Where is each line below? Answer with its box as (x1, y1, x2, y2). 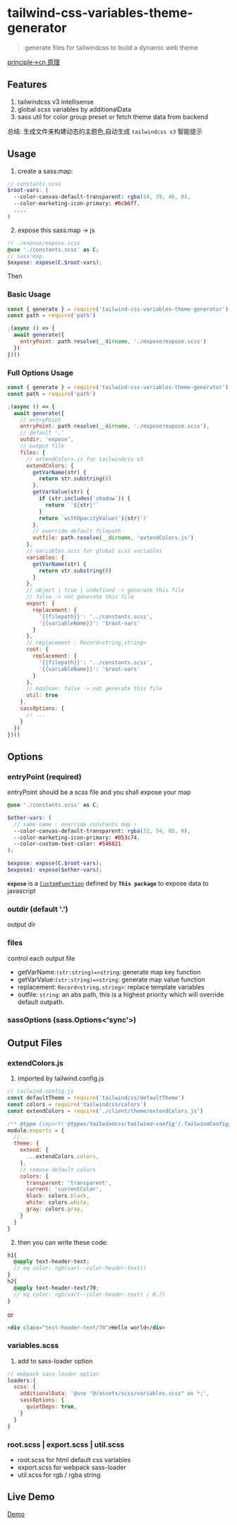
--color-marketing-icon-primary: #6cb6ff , (13, 200, 140, 207)
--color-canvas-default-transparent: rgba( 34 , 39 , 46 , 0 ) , (13, 193, 191, 200)
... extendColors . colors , (25, 1153, 99, 1160)
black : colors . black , (25, 1193, 90, 1200)
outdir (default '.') (7, 904, 68, 914)
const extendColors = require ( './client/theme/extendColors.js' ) (7, 1107, 203, 1114)
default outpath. (17, 997, 65, 1006)
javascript (7, 886, 37, 895)
